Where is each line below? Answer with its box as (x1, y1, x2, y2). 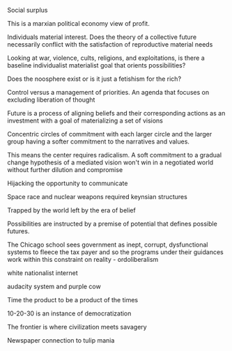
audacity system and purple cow (7, 282, 101, 290)
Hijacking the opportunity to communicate (7, 179, 128, 187)
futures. (7, 227, 30, 235)
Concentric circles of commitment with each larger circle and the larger (7, 130, 212, 138)
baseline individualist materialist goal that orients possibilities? (7, 61, 186, 69)
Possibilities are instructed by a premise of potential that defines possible (7, 219, 217, 228)
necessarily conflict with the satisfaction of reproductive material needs (7, 40, 213, 48)
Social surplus (7, 6, 48, 14)
